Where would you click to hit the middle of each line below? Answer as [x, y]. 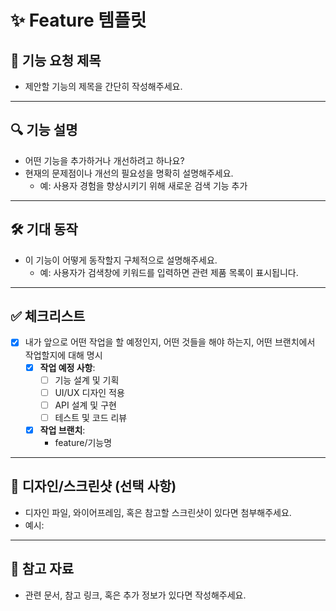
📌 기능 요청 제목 [56, 60]
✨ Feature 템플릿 [78, 20]
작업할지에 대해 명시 [63, 355]
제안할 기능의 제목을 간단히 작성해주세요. [103, 86]
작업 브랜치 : [62, 430]
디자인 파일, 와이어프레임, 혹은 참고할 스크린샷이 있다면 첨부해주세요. [158, 512]
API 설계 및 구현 [85, 405]
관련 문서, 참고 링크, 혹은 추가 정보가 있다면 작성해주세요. [135, 595]
